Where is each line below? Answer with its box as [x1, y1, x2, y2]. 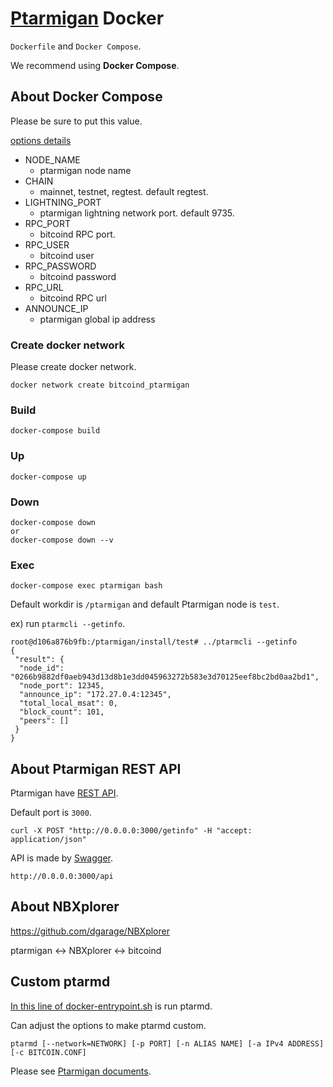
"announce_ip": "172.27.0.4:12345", [19, 690, 172, 700]
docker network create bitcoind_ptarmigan [10, 380, 190, 391]
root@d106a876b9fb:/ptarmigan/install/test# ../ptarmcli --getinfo [10, 637, 298, 647]
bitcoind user [39, 249, 95, 261]
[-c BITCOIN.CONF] [10, 1047, 87, 1057]
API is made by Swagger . [10, 852, 113, 864]
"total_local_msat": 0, [19, 698, 118, 709]
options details [10, 134, 72, 146]
